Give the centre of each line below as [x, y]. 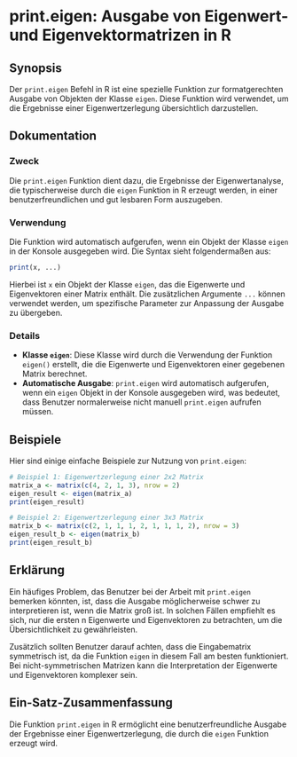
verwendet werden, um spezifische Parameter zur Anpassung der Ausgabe [147, 303]
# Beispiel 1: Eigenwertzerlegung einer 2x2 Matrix [106, 477]
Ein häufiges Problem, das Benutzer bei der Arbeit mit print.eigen [130, 591]
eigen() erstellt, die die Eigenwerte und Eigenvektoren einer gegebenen [153, 365]
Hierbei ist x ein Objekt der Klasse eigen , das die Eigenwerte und [127, 284]
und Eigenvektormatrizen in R [121, 35]
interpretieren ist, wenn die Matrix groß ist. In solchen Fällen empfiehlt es [143, 611]
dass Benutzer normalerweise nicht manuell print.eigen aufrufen [141, 402]
